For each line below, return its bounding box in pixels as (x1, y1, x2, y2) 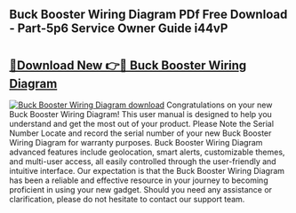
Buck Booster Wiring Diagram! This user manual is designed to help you (9, 109, 273, 119)
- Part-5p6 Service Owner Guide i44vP (9, 21, 228, 36)
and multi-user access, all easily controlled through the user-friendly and (9, 156, 277, 167)
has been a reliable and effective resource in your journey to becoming (9, 175, 268, 185)
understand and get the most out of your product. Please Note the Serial (9, 119, 274, 129)
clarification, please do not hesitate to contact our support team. (9, 194, 245, 204)
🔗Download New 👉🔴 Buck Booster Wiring (9, 58, 247, 73)
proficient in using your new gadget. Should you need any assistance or (9, 185, 273, 194)
